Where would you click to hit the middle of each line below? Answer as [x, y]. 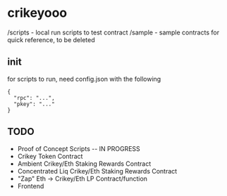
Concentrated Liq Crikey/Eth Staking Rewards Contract [97, 171]
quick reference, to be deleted [51, 39]
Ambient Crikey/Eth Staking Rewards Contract [84, 164]
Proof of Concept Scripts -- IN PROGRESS [79, 148]
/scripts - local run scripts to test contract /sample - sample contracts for [114, 32]
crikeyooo [37, 13]
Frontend [31, 186]
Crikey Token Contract [50, 156]
